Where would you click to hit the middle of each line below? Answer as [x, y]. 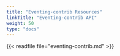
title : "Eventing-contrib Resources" [54, 12]
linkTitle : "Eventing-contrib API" [52, 18]
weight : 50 [20, 23]
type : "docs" [23, 29]
